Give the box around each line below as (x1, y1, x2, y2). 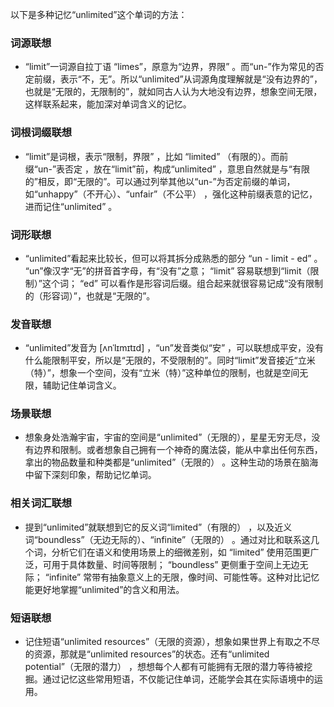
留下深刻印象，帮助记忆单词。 (33, 469, 157, 481)
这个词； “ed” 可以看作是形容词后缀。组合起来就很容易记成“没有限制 (41, 277, 324, 289)
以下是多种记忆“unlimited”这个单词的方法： (10, 9, 188, 20)
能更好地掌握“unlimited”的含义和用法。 (24, 583, 185, 595)
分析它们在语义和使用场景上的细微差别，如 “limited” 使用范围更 (51, 546, 311, 558)
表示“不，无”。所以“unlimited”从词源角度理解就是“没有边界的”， (59, 73, 323, 85)
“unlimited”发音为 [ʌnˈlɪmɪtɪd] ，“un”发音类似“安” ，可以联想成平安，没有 (24, 342, 325, 354)
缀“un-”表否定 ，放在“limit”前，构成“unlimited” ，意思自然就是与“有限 (24, 163, 311, 175)
